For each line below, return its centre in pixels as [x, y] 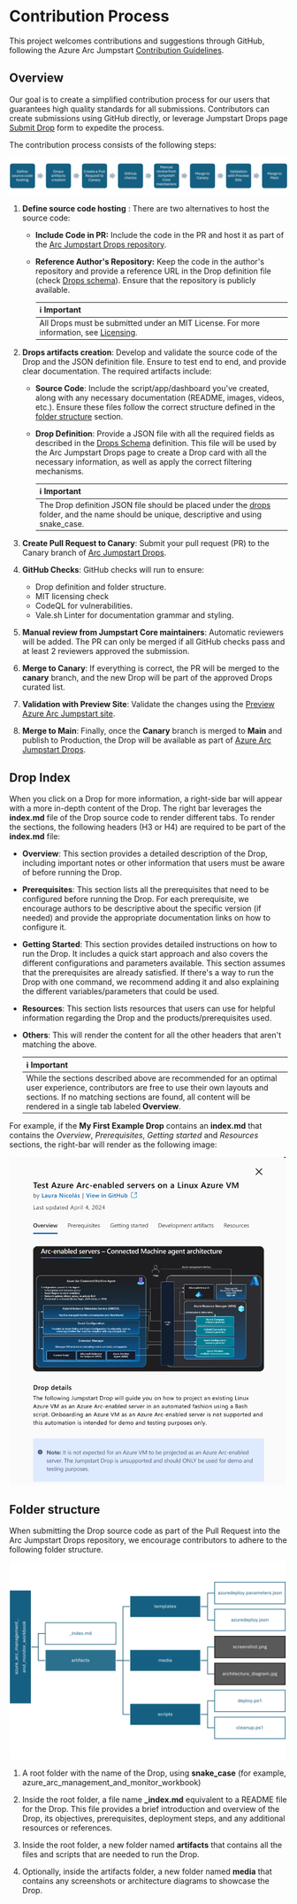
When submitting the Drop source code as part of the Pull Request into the [145, 1531]
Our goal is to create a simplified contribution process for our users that [140, 99]
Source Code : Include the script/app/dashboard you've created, [152, 388]
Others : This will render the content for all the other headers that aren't [151, 1035]
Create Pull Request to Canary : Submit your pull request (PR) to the [145, 543]
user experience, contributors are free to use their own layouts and [147, 1087]
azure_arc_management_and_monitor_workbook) [111, 1782]
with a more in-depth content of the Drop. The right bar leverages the [136, 808]
